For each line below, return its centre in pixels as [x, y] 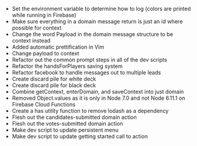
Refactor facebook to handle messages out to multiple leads [86, 72]
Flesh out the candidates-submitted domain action [74, 117]
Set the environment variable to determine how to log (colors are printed [101, 9]
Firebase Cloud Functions [44, 104]
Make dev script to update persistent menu [65, 130]
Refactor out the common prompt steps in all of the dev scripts [89, 60]
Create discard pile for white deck [54, 79]
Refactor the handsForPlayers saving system [67, 66]
